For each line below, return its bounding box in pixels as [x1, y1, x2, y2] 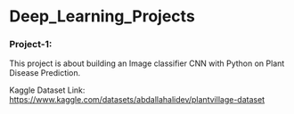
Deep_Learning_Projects [9, 6, 196, 27]
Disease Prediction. [9, 68, 81, 78]
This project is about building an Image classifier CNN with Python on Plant [9, 58, 285, 69]
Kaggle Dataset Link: [9, 85, 86, 95]
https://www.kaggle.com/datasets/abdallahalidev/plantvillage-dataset [9, 94, 265, 105]
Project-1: [9, 38, 53, 51]
